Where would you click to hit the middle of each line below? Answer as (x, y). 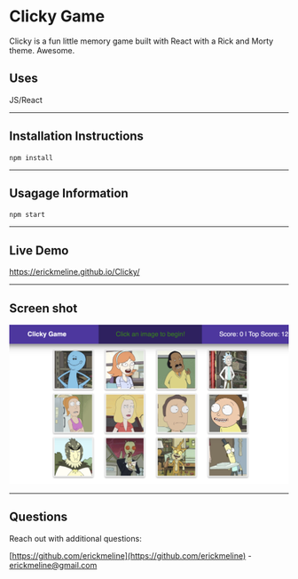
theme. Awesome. (42, 50)
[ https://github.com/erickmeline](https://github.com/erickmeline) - (130, 555)
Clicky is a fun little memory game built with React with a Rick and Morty (141, 41)
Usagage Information (69, 193)
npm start (27, 215)
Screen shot (43, 308)
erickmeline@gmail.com (53, 565)
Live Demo (39, 250)
